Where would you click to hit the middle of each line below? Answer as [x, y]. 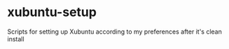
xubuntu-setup [52, 12]
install [16, 38]
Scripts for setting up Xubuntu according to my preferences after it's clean [114, 31]
